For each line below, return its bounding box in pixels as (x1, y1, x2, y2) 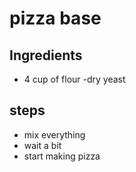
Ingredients (9, 47, 83, 64)
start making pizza (23, 150, 101, 162)
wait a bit (23, 139, 62, 151)
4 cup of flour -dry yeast (23, 73, 126, 85)
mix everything (23, 128, 86, 141)
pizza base (9, 7, 102, 30)
